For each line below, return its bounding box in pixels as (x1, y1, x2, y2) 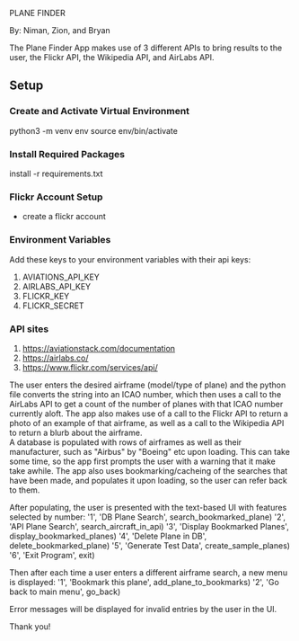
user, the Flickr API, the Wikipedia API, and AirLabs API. (9, 52, 215, 62)
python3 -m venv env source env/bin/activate (9, 125, 178, 136)
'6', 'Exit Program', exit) (9, 549, 96, 560)
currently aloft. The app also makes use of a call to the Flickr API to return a (9, 408, 289, 419)
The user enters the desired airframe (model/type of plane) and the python (9, 379, 286, 390)
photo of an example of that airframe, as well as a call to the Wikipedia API (9, 417, 285, 428)
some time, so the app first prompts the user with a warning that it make (9, 456, 277, 467)
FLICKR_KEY (22, 290, 70, 301)
